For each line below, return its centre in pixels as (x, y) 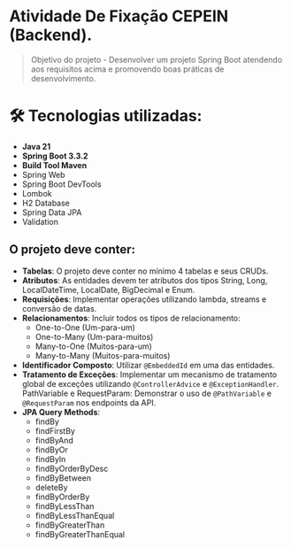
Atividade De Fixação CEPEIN (119, 16)
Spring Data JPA (52, 212)
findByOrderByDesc (72, 468)
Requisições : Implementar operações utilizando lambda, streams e (144, 299)
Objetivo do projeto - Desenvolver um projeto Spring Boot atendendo (157, 59)
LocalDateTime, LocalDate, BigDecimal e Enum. (108, 289)
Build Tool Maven (54, 165)
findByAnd (54, 440)
